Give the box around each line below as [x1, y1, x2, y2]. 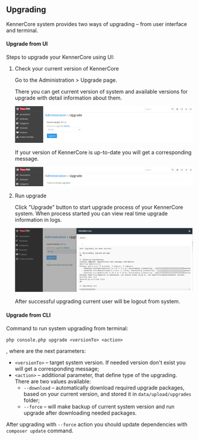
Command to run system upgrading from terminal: [6, 324, 129, 331]
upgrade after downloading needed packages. [23, 409, 137, 416]
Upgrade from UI [6, 40, 48, 47]
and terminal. [6, 27, 38, 34]
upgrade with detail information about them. [14, 94, 123, 101]
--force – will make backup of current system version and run [23, 403, 175, 410]
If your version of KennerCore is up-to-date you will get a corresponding [14, 148, 192, 156]
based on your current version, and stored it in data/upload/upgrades [23, 390, 191, 397]
